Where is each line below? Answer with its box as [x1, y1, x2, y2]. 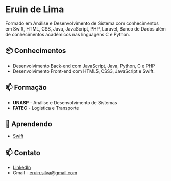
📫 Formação [5, 83, 47, 92]
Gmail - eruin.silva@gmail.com [12, 170, 78, 176]
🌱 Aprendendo [5, 119, 53, 128]
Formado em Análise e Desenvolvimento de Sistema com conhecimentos [5, 20, 159, 26]
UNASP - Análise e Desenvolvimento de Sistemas [12, 99, 117, 105]
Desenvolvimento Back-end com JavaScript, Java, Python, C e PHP [12, 63, 155, 69]
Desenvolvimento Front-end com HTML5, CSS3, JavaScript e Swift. [12, 68, 155, 74]
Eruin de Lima [5, 4, 64, 15]
